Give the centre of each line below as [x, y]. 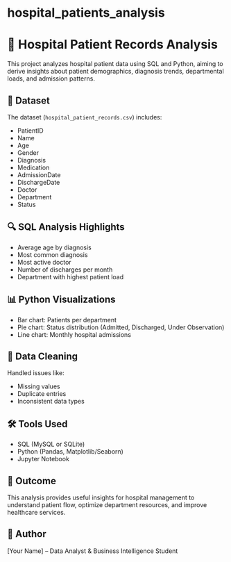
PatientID [30, 131]
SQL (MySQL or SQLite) [51, 444]
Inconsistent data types [51, 402]
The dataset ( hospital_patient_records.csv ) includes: [85, 117]
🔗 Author [27, 534]
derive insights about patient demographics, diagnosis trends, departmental [115, 72]
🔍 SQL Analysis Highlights [66, 227]
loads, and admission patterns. [51, 78]
